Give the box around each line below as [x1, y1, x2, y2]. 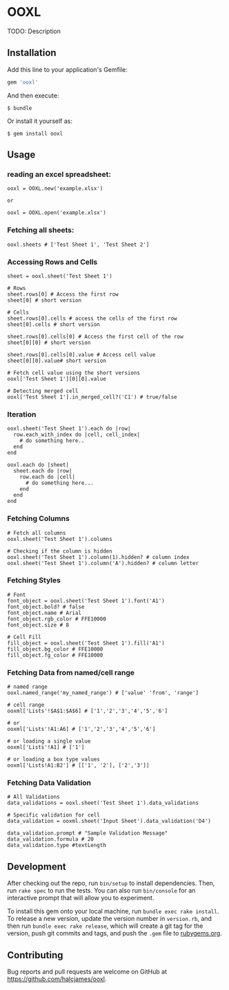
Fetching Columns [7, 514, 70, 524]
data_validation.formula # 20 [7, 836, 94, 843]
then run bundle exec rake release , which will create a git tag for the [7, 922, 203, 930]
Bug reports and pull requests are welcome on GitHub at [7, 968, 168, 976]
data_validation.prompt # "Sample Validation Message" [7, 830, 168, 837]
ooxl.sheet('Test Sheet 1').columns [7, 535, 112, 542]
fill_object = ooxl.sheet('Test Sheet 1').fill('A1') [7, 640, 166, 647]
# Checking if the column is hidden [7, 547, 112, 555]
